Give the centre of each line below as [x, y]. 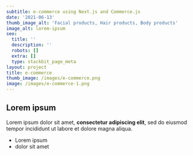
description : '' [32, 45]
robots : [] [25, 51]
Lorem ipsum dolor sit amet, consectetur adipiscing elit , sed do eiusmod [97, 122]
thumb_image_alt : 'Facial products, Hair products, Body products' [92, 23]
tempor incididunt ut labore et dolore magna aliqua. [70, 128]
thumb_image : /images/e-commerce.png [53, 78]
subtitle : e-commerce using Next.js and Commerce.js [73, 12]
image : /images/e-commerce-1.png [48, 84]
